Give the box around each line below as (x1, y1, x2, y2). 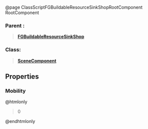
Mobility (5, 87, 26, 94)
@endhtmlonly (5, 118, 36, 124)
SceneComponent (17, 57, 57, 63)
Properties (5, 72, 39, 81)
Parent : (5, 22, 25, 29)
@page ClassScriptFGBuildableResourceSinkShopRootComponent (5, 5, 143, 10)
